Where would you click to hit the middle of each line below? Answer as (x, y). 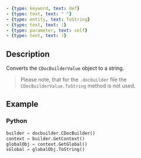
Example (22, 104)
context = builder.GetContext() (45, 139)
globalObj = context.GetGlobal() (47, 144)
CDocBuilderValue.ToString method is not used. (78, 86)
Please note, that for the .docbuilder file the (73, 80)
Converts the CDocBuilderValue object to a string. (65, 68)
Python (17, 121)
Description (28, 54)
